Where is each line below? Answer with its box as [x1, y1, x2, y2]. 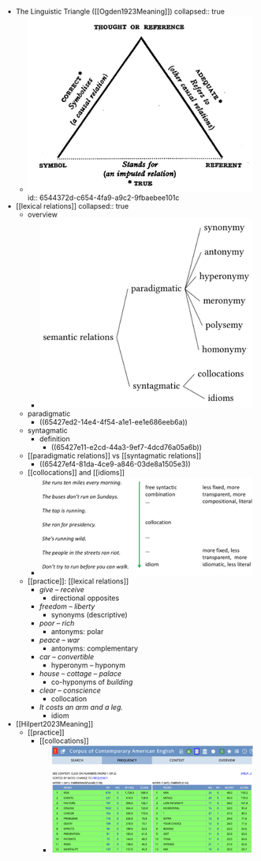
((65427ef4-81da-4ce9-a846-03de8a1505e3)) [39, 459, 191, 469]
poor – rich [39, 618, 75, 628]
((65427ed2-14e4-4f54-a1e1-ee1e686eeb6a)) [39, 417, 188, 427]
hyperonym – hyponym [50, 660, 126, 670]
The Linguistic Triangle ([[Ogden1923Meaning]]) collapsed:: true [15, 7, 225, 16]
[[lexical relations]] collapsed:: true [15, 202, 129, 211]
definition [39, 434, 70, 444]
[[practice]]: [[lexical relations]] [27, 576, 129, 586]
